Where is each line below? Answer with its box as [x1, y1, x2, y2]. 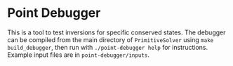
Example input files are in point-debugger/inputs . [7, 51, 149, 59]
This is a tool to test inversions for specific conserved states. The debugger [7, 28, 226, 37]
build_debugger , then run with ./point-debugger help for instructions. [7, 43, 208, 51]
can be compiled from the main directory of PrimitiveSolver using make [7, 35, 214, 44]
